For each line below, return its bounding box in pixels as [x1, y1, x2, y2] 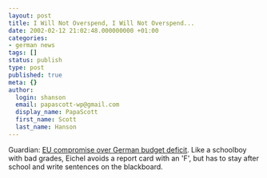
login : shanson [15, 93, 66, 101]
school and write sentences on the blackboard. [8, 161, 164, 172]
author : [8, 85, 34, 94]
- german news [8, 42, 56, 49]
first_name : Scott [15, 116, 78, 124]
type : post [8, 64, 45, 72]
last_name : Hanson [15, 123, 78, 131]
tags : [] [8, 49, 38, 57]
